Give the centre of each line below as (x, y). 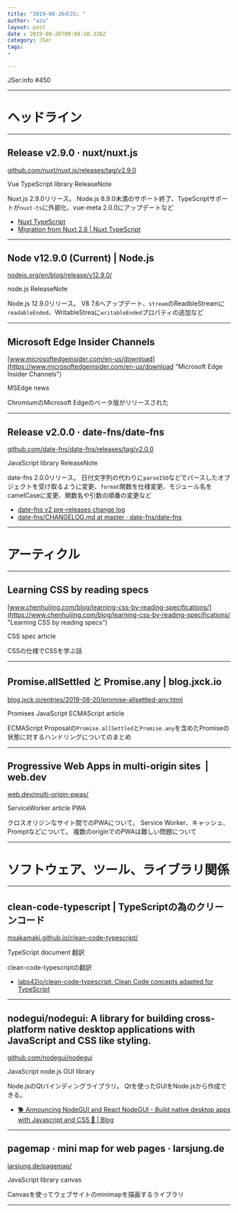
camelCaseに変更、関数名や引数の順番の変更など (80, 495)
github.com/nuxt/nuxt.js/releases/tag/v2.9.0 (72, 170)
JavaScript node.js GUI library (51, 1071)
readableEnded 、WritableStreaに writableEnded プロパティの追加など (106, 313)
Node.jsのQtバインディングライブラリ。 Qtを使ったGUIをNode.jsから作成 (114, 1086)
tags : (15, 47)
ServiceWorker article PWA (47, 808)
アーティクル (44, 555)
